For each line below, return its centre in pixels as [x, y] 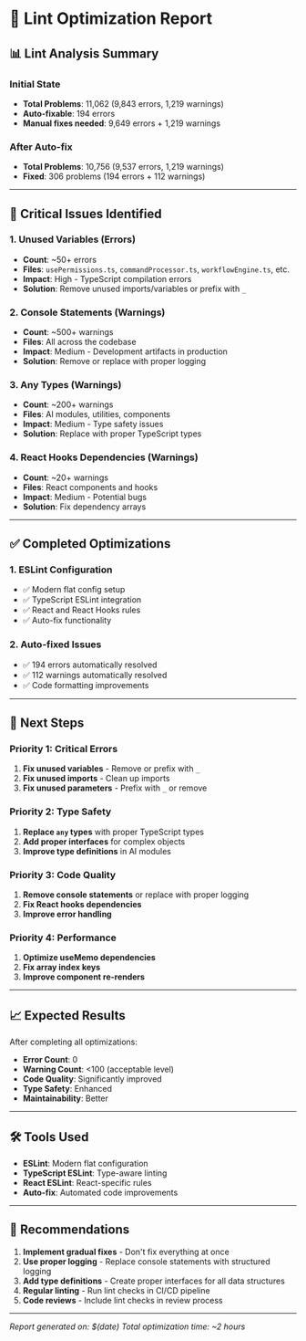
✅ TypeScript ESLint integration [82, 600]
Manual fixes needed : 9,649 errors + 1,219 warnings [122, 123]
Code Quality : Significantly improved [92, 1079]
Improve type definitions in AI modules [97, 851]
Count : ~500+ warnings [68, 332]
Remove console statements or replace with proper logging [136, 895]
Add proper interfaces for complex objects [104, 841]
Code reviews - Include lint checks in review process [122, 1300]
